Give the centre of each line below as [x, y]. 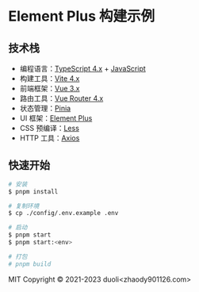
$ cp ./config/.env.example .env [63, 213]
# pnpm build [30, 264]
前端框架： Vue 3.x [50, 88]
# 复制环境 [24, 206]
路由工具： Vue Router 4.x [61, 98]
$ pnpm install [33, 191]
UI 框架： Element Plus [56, 118]
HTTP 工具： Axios [50, 138]
